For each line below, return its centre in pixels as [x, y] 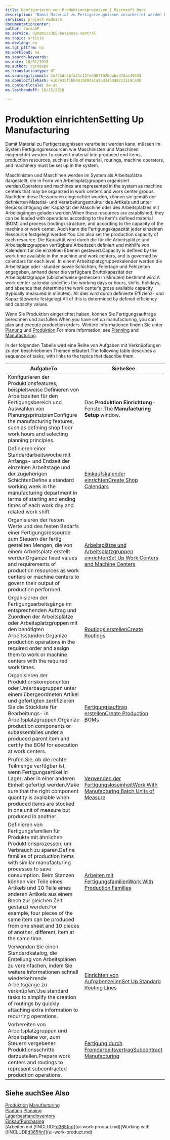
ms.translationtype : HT [30, 71]
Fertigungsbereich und [35, 403]
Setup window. [102, 415]
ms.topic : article [25, 38]
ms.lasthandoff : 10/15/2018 [35, 90]
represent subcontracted [37, 1069]
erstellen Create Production [116, 714]
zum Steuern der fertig [35, 539]
